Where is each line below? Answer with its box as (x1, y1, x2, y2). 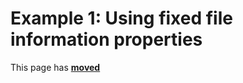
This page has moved (10, 61, 101, 73)
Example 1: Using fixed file (10, 7, 233, 30)
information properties (10, 28, 203, 51)
